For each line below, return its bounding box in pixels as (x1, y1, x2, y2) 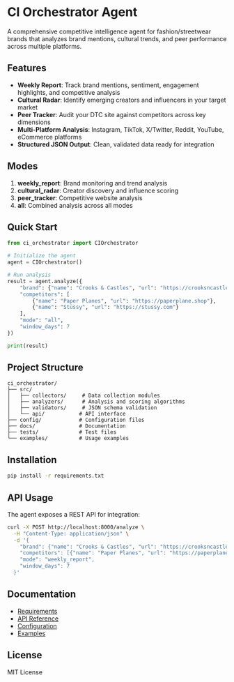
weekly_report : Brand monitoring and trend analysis (17, 179, 168, 187)
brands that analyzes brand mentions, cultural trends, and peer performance (7, 34, 227, 43)
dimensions (17, 118, 51, 126)
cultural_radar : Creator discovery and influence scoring (17, 186, 179, 195)
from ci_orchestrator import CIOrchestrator (7, 240, 139, 247)
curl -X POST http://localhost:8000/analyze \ (7, 524, 145, 531)
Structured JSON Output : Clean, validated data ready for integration (17, 140, 214, 149)
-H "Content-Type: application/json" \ (13, 530, 130, 537)
